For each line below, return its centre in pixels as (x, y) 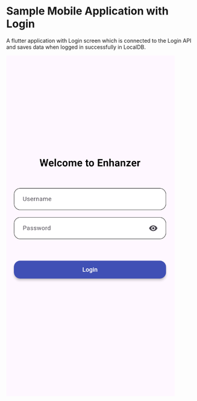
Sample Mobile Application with (87, 11)
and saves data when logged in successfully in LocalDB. (76, 47)
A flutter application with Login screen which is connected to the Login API (99, 40)
